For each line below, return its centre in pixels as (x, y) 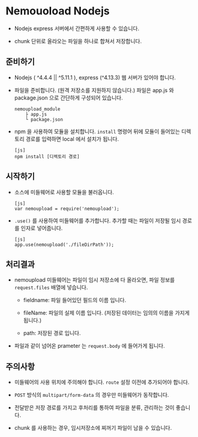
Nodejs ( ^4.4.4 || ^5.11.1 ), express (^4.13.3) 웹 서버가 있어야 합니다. (95, 77)
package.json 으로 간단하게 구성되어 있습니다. (69, 98)
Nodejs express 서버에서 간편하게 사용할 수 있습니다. (77, 28)
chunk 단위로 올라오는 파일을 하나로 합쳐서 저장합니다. (78, 41)
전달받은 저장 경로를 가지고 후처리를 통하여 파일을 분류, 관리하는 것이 (94, 408)
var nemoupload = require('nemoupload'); (67, 209)
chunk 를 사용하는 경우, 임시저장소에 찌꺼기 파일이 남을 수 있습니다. (93, 428)
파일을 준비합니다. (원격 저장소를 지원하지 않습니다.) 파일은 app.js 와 (94, 90)
